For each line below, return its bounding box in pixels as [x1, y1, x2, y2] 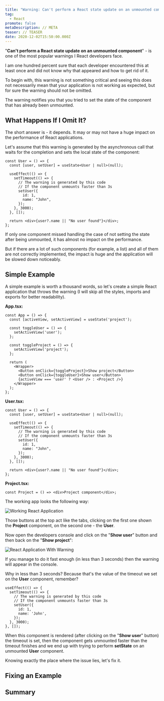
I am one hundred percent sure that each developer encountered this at [5, 62, 149, 68]
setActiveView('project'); [14, 347, 69, 352]
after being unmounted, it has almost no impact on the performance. [5, 236, 143, 242]
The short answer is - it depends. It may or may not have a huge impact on [5, 129, 155, 135]
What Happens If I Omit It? [5, 116, 86, 125]
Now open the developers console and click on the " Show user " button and [5, 532, 158, 538]
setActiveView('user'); [14, 330, 62, 335]
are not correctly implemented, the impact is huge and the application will [5, 251, 153, 257]
